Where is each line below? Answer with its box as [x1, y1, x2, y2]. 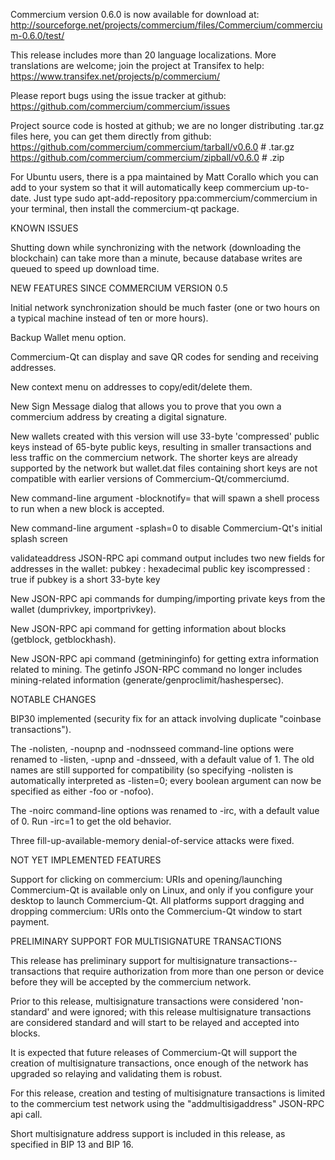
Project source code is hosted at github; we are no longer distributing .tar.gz [10, 120, 325, 131]
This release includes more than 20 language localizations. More [10, 49, 277, 61]
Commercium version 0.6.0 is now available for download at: [10, 9, 260, 20]
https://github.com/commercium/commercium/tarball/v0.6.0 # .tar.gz [10, 141, 295, 153]
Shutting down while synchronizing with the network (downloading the [10, 242, 302, 253]
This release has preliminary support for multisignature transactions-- [10, 955, 298, 966]
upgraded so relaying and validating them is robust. [10, 1068, 223, 1079]
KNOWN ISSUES [10, 222, 79, 234]
